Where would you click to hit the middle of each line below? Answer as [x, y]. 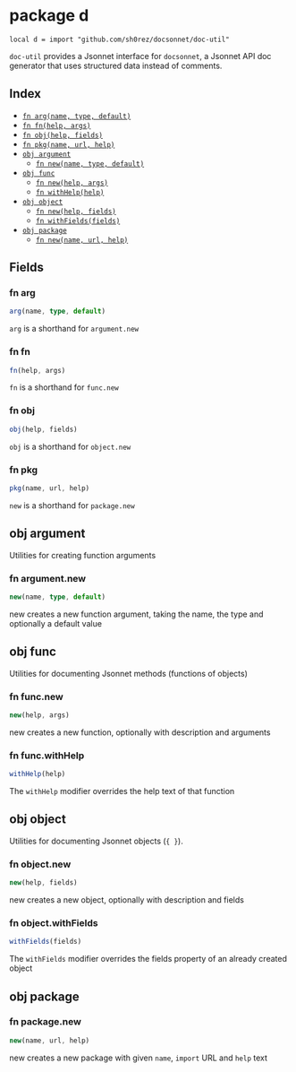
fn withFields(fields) [78, 220]
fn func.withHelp [47, 756]
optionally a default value [56, 623]
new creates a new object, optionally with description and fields [127, 899]
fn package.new [46, 1022]
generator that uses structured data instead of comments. [116, 65]
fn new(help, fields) [76, 212]
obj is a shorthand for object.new [70, 446]
